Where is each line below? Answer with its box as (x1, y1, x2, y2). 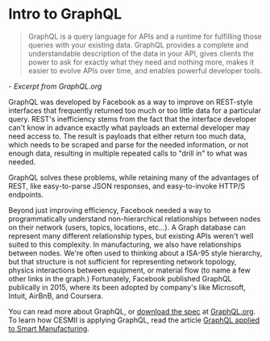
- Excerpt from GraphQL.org (8, 81, 102, 91)
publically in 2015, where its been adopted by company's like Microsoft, (8, 282, 246, 292)
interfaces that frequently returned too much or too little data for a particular (8, 106, 262, 115)
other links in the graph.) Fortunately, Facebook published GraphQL (8, 273, 232, 283)
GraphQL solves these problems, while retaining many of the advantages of (8, 173, 260, 182)
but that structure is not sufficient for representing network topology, (8, 256, 237, 266)
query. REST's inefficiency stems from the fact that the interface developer (8, 114, 257, 123)
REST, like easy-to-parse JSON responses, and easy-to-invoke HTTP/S (8, 181, 246, 190)
